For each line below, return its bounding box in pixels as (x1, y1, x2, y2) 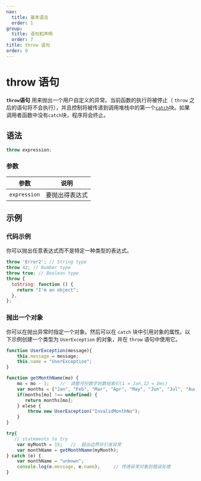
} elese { (17, 403, 42, 409)
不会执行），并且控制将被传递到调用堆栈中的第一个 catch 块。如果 (32, 104, 190, 111)
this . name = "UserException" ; (17, 359, 93, 365)
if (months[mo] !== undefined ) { (17, 392, 98, 398)
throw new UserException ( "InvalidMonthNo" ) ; (28, 409, 141, 415)
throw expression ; (6, 147, 52, 153)
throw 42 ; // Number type (6, 265, 71, 271)
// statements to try (14, 435, 68, 442)
